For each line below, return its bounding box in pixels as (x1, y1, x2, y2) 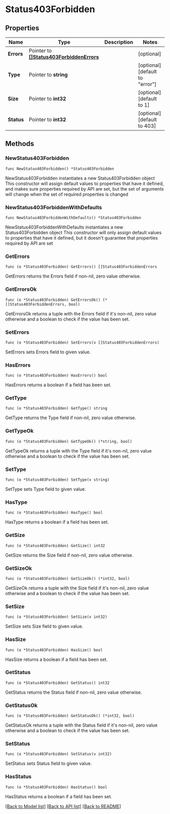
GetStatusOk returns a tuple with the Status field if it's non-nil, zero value (5, 722, 158, 729)
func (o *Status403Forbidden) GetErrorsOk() (5, 297, 101, 302)
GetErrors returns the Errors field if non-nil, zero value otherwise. (5, 273, 141, 279)
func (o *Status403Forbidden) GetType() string (5, 406, 108, 411)
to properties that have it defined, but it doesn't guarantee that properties (5, 235, 158, 241)
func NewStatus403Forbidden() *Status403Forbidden (5, 166, 114, 171)
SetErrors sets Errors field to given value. (5, 349, 91, 355)
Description (104, 39, 133, 46)
